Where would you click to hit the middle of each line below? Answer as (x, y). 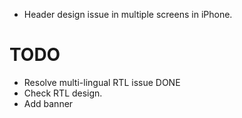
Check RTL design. (63, 93)
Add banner (48, 103)
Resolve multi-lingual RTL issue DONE (102, 82)
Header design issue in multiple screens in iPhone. (128, 14)
